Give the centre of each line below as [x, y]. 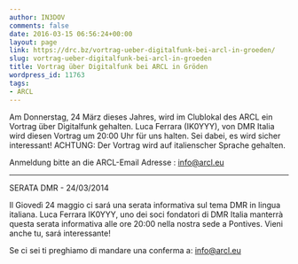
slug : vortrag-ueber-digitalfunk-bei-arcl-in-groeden [111, 58]
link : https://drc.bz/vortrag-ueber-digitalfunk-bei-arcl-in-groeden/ [142, 50]
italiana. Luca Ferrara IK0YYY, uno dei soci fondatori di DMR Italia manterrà [146, 214]
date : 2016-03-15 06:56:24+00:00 [71, 34]
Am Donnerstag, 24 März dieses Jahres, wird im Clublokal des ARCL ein [141, 117]
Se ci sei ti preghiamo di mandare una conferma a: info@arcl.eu [125, 250]
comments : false [39, 26]
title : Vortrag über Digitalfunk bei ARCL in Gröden [109, 67]
